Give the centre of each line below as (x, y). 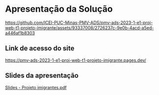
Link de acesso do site (40, 48)
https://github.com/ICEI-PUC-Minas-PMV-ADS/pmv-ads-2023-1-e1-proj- (79, 23)
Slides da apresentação (42, 76)
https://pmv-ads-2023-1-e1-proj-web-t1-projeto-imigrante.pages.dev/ (76, 60)
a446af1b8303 (20, 33)
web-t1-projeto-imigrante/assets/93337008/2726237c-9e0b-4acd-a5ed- (79, 27)
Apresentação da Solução (59, 9)
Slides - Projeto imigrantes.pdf (36, 87)
